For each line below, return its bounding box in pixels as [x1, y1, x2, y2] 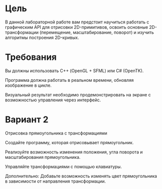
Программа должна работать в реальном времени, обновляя [5, 77, 134, 83]
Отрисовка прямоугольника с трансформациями [5, 130, 108, 136]
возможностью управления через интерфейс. [5, 97, 101, 103]
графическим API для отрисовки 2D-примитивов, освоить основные [5, 24, 148, 30]
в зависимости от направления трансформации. [5, 178, 106, 184]
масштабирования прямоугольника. [5, 154, 81, 160]
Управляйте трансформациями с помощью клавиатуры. [5, 164, 122, 170]
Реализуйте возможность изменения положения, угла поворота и [5, 149, 143, 155]
